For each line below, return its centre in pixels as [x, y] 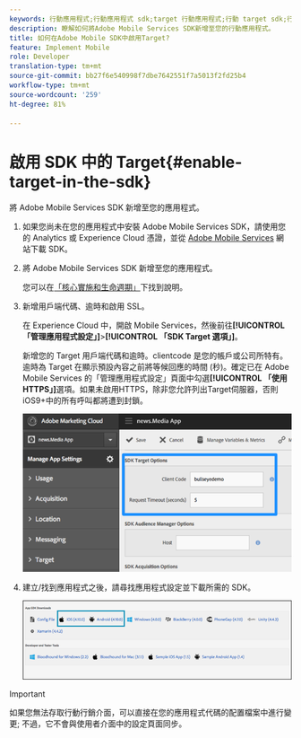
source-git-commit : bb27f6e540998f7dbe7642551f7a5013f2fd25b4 [128, 76]
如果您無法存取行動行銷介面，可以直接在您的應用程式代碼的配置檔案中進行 [146, 712]
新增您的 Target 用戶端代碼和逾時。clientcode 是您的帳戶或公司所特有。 [155, 356]
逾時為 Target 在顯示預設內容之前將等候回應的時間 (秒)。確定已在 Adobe [155, 367]
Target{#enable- [179, 162]
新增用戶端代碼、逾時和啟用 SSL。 [86, 306]
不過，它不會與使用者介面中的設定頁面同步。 [104, 724]
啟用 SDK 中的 [61, 162]
